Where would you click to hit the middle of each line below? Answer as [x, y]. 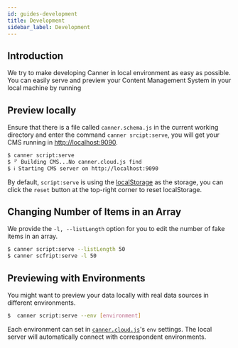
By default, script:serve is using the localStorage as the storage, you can [115, 182]
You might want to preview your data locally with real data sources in [108, 295]
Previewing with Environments [76, 278]
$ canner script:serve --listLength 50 [66, 249]
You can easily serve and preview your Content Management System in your [119, 80]
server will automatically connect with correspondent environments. [107, 337]
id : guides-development [43, 14]
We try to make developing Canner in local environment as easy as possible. [119, 73]
